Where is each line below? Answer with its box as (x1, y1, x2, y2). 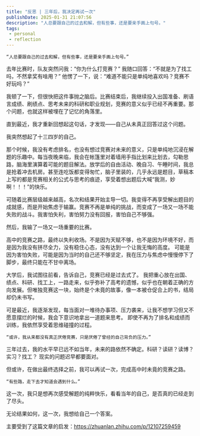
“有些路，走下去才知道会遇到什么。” (6, 379, 80, 385)
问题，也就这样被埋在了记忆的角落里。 (11, 108, 105, 115)
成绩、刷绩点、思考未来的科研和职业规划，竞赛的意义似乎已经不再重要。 (11, 100, 189, 108)
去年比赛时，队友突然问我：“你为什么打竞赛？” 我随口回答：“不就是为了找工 (6, 65, 192, 72)
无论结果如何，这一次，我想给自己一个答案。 (6, 410, 116, 417)
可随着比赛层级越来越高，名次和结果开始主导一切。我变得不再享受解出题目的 (6, 196, 194, 203)
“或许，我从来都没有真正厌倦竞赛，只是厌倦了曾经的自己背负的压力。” (6, 334, 151, 340)
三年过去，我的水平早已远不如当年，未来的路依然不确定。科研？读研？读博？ (6, 346, 194, 352)
